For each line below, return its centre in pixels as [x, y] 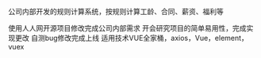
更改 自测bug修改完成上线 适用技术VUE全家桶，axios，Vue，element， [131, 38]
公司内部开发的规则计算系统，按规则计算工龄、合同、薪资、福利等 [116, 11]
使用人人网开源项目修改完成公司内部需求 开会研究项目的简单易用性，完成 [127, 28]
